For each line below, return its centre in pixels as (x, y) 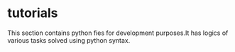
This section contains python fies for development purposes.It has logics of (118, 33)
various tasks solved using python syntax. (69, 40)
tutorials (33, 13)
